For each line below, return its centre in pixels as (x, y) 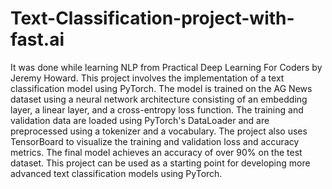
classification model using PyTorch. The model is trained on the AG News (161, 88)
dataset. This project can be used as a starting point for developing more (160, 163)
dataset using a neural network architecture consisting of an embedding (159, 99)
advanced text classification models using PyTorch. (116, 173)
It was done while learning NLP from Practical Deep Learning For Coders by (166, 67)
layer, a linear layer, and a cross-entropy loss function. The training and (157, 109)
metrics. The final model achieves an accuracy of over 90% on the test (156, 152)
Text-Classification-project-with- (152, 18)
